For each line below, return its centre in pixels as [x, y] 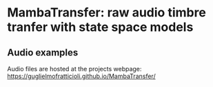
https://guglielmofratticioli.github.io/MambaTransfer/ [82, 76]
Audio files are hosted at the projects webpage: [74, 69]
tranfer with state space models [100, 27]
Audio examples [43, 52]
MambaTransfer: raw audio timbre [107, 13]
